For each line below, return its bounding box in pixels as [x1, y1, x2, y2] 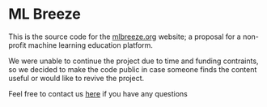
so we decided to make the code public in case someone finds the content [8, 64, 257, 74]
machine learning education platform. [28, 40, 154, 49]
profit [8, 40, 27, 49]
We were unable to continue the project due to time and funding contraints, [8, 56, 259, 66]
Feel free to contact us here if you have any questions [8, 88, 189, 98]
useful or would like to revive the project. [8, 73, 145, 83]
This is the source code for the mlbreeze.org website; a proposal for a [8, 32, 241, 41]
